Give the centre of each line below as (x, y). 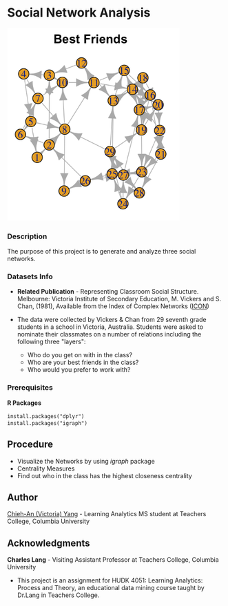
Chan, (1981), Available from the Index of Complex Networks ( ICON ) (113, 306)
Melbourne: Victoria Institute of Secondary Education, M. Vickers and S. (119, 299)
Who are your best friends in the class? (83, 362)
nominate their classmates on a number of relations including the (109, 334)
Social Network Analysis (79, 13)
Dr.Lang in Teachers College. (58, 595)
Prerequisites (30, 388)
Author (22, 497)
